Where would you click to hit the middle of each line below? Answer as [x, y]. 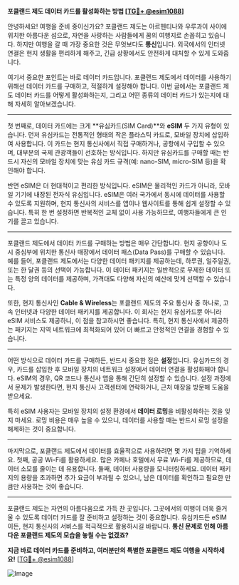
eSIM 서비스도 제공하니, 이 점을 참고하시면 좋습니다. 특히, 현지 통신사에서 [108, 321]
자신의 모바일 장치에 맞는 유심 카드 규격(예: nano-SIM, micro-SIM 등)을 [119, 161]
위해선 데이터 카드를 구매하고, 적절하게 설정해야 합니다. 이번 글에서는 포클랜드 [115, 86]
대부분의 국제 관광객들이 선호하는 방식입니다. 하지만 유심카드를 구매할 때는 [119, 152]
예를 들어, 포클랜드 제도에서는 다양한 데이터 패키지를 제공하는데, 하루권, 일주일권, [119, 261]
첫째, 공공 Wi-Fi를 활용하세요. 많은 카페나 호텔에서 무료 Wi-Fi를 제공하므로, [120, 460]
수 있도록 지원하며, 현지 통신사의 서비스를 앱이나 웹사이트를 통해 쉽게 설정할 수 [116, 203]
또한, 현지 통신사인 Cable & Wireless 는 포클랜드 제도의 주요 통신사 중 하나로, [115, 303]
